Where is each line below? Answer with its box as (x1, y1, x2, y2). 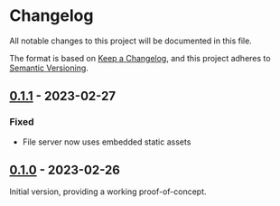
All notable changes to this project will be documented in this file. (9, 35, 253, 46)
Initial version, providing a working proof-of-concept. (9, 186, 207, 197)
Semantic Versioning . (9, 62, 89, 73)
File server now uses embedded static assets (22, 136, 191, 147)
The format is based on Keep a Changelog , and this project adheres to (9, 52, 271, 63)
